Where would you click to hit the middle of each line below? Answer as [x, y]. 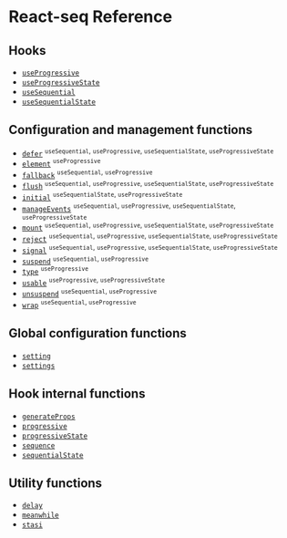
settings [38, 366]
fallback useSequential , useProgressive [87, 174]
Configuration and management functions [131, 130]
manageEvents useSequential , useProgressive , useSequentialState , [128, 207]
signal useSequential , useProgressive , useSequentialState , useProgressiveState [150, 249]
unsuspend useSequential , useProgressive [89, 293]
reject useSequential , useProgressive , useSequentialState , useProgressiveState [150, 238]
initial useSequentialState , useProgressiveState [102, 196]
